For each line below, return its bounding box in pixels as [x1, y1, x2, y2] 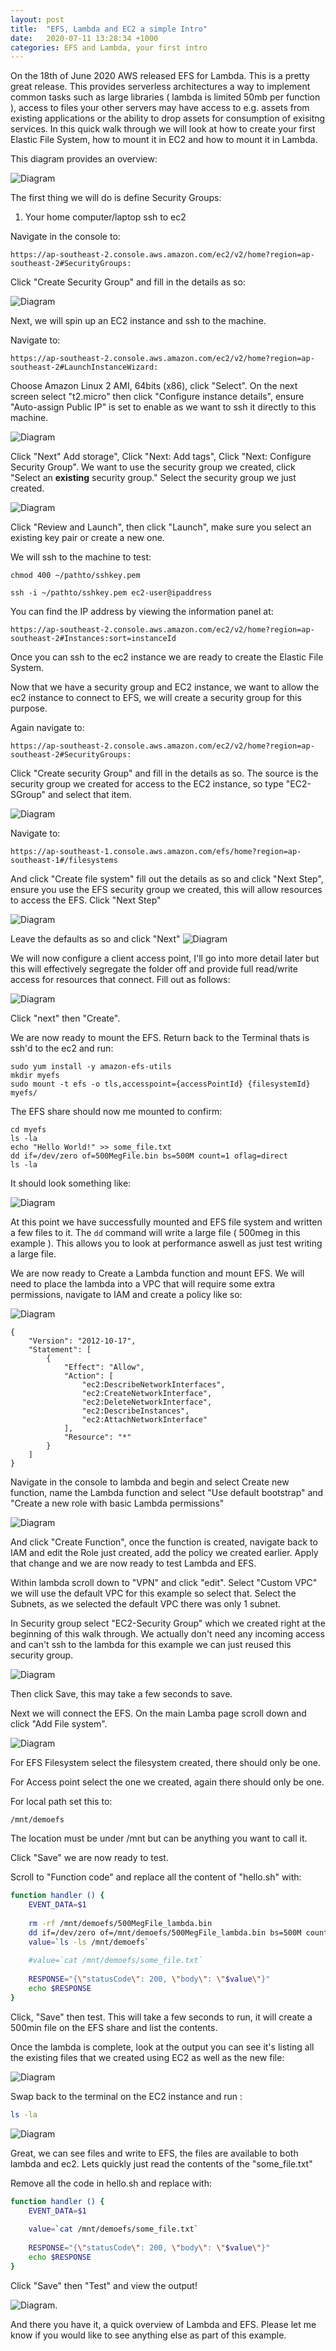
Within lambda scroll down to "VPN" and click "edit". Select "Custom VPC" [10, 1577, 318, 1589]
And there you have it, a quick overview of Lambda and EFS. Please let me [10, 2318, 317, 2330]
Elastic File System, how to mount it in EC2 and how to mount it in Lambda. [10, 134, 318, 146]
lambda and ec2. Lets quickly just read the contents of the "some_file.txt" [10, 2157, 313, 2170]
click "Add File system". [10, 1718, 108, 1730]
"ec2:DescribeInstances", [81, 1406, 190, 1416]
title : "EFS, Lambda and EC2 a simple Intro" [10, 24, 208, 34]
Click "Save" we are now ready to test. [10, 1852, 169, 1864]
